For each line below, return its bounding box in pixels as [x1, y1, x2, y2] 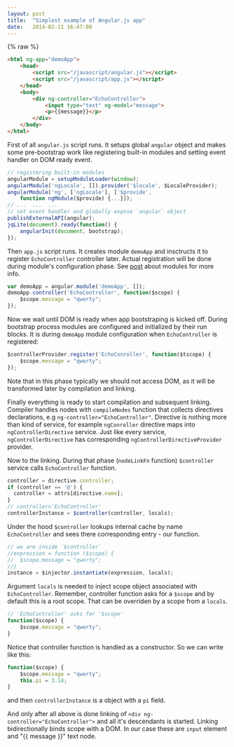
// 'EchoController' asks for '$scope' [7, 611, 124, 618]
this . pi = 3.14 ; [20, 677, 68, 684]
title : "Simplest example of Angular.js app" [7, 17, 146, 24]
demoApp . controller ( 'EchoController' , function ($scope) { [7, 289, 180, 297]
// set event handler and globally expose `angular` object [7, 208, 187, 215]
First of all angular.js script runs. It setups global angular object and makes [7, 140, 226, 149]
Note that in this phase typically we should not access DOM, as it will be [7, 377, 215, 385]
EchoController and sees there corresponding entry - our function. [7, 530, 200, 538]
